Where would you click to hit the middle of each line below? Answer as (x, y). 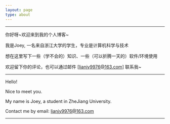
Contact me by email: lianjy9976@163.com (50, 111)
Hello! (11, 81)
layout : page (19, 10)
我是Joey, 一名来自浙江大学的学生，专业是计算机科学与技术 (67, 45)
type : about (18, 15)
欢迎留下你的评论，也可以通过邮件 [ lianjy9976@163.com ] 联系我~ (73, 67)
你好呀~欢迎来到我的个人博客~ (37, 34)
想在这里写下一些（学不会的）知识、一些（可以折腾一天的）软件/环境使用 (81, 56)
